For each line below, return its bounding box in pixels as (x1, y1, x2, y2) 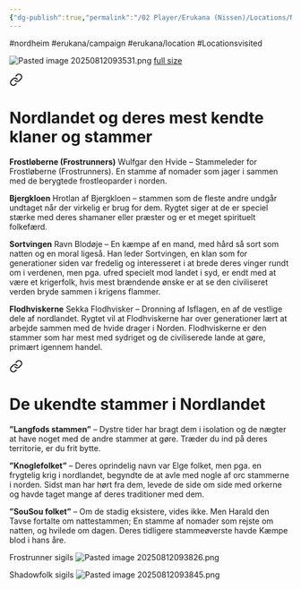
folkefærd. (9, 221, 47, 232)
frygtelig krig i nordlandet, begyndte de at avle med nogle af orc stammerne (9, 469, 289, 480)
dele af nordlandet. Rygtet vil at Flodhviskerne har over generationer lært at (9, 312, 288, 323)
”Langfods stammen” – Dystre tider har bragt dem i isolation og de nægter (9, 423, 287, 434)
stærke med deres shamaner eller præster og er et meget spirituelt (9, 211, 256, 222)
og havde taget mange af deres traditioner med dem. (9, 489, 204, 499)
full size (153, 55, 183, 65)
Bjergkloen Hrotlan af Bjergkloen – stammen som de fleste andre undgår (9, 192, 278, 203)
